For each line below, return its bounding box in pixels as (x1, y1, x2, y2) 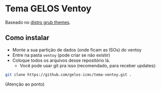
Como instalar (5, 34, 50, 42)
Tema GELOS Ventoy (5, 3, 92, 14)
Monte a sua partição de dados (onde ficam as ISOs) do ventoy (12, 46, 142, 52)
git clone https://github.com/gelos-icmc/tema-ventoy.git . (5, 72, 132, 77)
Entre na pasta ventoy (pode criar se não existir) (12, 52, 110, 58)
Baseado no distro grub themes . (5, 19, 71, 25)
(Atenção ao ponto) (5, 81, 45, 87)
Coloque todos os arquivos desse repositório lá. (12, 57, 110, 63)
